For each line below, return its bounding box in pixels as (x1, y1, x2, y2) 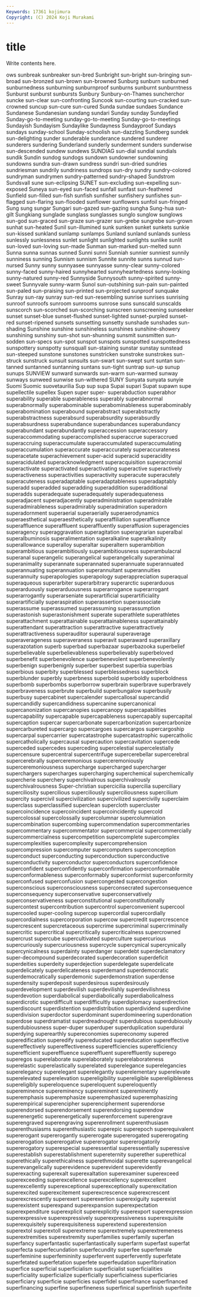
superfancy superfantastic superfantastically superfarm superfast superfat (6, 1240, 190, 1247)
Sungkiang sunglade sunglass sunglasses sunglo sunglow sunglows (15, 211, 183, 218)
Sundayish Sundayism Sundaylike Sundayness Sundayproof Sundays (6, 122, 177, 129)
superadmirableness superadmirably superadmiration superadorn (6, 503, 168, 510)
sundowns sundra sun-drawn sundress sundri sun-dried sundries (6, 160, 167, 167)
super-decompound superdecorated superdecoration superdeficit (6, 954, 168, 961)
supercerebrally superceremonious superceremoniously (6, 757, 144, 764)
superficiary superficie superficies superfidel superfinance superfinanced (6, 1278, 188, 1285)
